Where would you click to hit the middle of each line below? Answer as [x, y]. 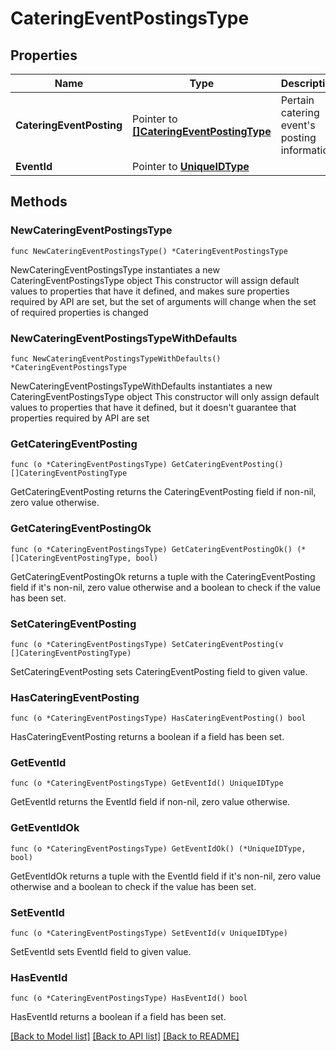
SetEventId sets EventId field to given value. [101, 952]
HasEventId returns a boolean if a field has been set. [118, 1017]
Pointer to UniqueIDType [191, 166]
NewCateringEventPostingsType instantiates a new [115, 269]
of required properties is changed [79, 312]
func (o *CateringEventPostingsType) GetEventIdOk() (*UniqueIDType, [158, 848]
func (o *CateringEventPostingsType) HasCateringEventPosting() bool [158, 718]
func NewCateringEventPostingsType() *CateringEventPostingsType [149, 251]
